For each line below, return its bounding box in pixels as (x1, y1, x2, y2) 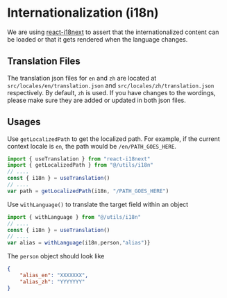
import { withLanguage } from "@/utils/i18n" (7, 213, 141, 220)
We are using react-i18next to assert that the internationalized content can (7, 28, 219, 36)
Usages (7, 116, 41, 128)
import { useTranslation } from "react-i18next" (7, 155, 151, 163)
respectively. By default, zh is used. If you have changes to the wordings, (7, 88, 216, 97)
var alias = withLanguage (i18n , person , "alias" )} (7, 240, 151, 247)
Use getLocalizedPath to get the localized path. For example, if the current (7, 134, 220, 143)
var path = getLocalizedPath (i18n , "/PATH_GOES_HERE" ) (7, 188, 169, 194)
